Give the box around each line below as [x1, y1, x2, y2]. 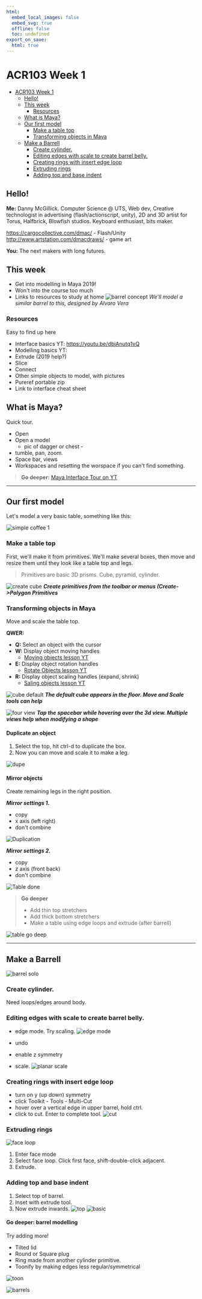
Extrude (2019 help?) [14, 353, 67, 360]
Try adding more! [6, 1232, 49, 1239]
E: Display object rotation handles [14, 660, 99, 667]
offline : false [11, 25, 50, 32]
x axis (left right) [14, 818, 56, 825]
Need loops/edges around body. [6, 999, 87, 1006]
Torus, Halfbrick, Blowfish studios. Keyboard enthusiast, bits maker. [6, 217, 174, 224]
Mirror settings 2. [6, 847, 51, 854]
